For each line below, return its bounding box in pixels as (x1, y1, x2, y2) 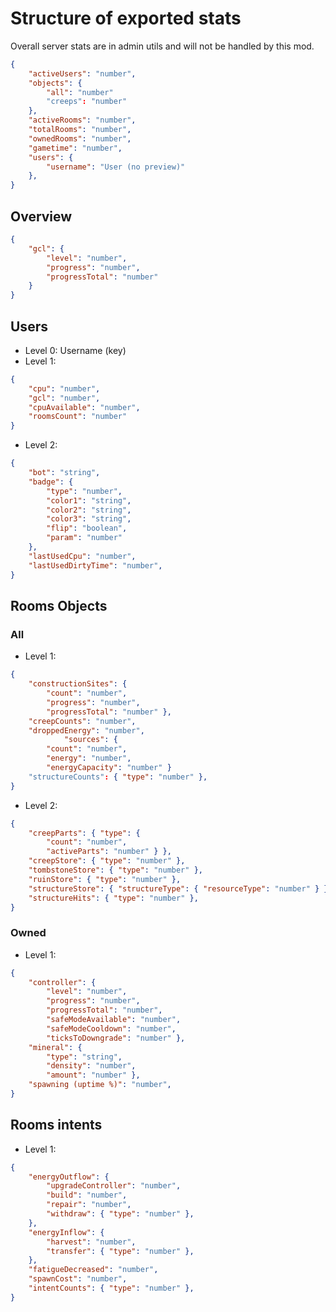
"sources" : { (63, 735, 118, 745)
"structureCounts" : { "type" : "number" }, (28, 772, 208, 782)
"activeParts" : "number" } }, (46, 847, 172, 857)
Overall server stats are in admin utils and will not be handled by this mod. (10, 40, 315, 52)
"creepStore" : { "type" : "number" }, (28, 856, 186, 866)
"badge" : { (28, 477, 74, 487)
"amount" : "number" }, (46, 1070, 141, 1081)
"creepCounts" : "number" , (28, 716, 137, 726)
